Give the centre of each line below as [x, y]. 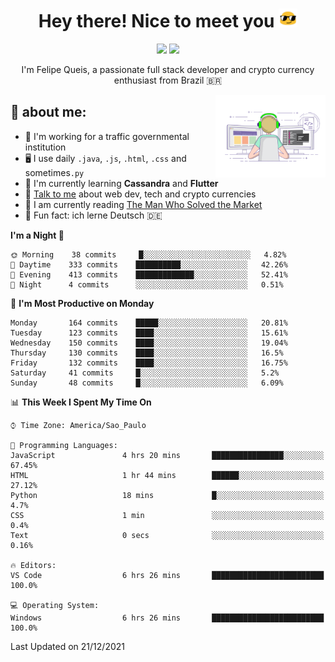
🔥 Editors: [33, 565]
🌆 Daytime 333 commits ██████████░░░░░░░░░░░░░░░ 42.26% [149, 264]
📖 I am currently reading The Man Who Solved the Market [143, 204]
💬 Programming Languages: [64, 445]
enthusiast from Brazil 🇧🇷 [168, 80]
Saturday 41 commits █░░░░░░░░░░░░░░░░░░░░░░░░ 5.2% [145, 373]
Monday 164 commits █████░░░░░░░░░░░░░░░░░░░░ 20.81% [149, 323]
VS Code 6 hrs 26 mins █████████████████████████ [167, 575]
